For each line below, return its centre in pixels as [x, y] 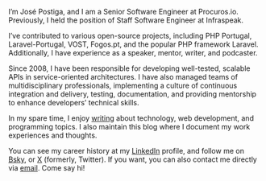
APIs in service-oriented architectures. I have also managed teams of [123, 77]
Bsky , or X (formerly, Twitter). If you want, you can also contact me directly [133, 159]
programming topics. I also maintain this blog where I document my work [129, 127]
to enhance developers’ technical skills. [74, 103]
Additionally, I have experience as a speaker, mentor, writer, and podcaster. [133, 53]
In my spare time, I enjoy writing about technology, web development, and [131, 118]
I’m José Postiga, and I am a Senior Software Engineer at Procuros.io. [124, 12]
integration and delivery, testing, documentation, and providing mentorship [132, 94]
